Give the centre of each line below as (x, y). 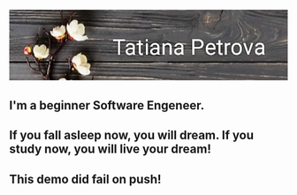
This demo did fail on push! (85, 179)
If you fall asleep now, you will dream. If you (132, 135)
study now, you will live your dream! (110, 150)
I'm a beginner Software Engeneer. (107, 105)
